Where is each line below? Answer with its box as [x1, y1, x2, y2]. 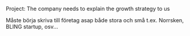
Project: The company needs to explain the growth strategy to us [6, 5, 170, 12]
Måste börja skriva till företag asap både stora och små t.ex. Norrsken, [6, 17, 184, 23]
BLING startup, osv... [6, 23, 58, 30]
